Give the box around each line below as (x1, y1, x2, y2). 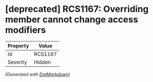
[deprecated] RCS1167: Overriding (5, 3, 149, 15)
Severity (7, 58, 27, 65)
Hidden (34, 58, 51, 65)
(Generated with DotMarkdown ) (5, 71, 71, 77)
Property (7, 42, 29, 49)
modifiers (5, 25, 46, 36)
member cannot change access (5, 14, 138, 25)
